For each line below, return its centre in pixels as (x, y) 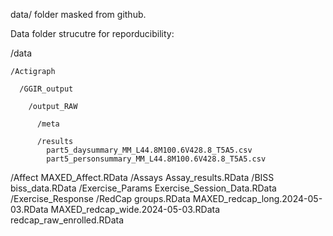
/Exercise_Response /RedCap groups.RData (100, 198)
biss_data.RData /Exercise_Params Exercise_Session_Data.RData (143, 188)
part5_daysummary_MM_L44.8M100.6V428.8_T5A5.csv (149, 150)
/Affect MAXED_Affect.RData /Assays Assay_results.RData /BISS (142, 177)
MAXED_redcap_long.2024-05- (257, 198)
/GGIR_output (46, 89)
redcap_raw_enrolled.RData (67, 220)
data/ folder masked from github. (78, 14)
